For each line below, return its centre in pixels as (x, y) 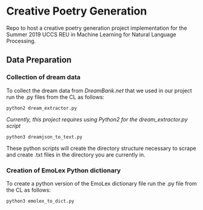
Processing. (21, 41)
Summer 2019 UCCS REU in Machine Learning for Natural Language (92, 34)
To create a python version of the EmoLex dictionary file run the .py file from (101, 183)
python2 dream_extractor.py (42, 108)
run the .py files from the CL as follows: (55, 97)
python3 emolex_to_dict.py (40, 201)
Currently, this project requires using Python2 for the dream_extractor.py (97, 119)
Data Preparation (39, 60)
